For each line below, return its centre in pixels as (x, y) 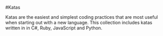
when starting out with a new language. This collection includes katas (79, 23)
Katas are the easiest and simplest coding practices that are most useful (81, 17)
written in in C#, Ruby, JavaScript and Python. (54, 28)
